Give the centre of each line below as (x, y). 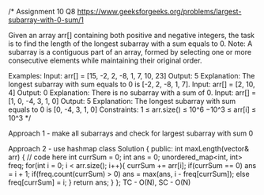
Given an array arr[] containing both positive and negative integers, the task (132, 35)
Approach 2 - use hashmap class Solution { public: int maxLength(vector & (128, 149)
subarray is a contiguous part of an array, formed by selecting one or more (130, 52)
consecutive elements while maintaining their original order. (105, 60)
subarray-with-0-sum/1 (46, 20)
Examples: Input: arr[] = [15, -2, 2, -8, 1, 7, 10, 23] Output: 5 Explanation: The (132, 76)
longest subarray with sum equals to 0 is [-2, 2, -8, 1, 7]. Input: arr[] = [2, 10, (132, 84)
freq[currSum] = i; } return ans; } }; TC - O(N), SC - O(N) (100, 182)
